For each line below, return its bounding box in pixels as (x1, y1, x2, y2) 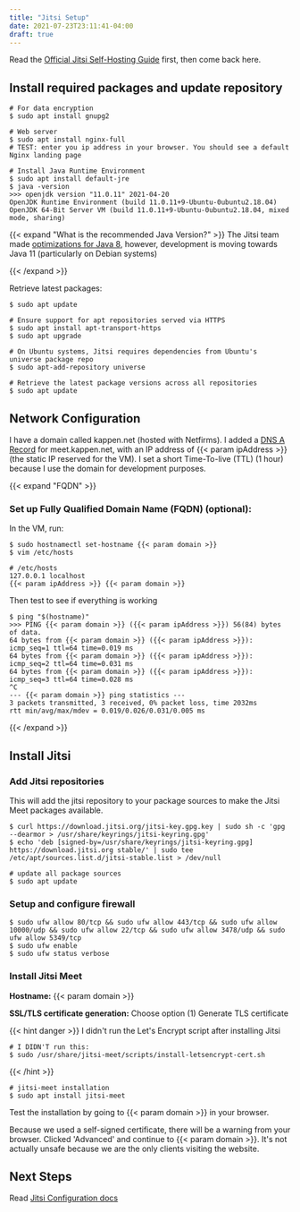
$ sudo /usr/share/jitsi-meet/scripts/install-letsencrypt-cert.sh (9, 1050, 266, 1059)
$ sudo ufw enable (9, 942, 78, 951)
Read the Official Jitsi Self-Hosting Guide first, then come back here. (9, 55, 262, 65)
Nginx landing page (9, 151, 82, 160)
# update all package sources (9, 869, 122, 878)
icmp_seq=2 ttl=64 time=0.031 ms (9, 660, 134, 669)
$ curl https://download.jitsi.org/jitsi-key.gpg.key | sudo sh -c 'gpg (9, 822, 286, 831)
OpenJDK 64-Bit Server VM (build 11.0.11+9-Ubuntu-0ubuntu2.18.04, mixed (9, 206, 290, 215)
